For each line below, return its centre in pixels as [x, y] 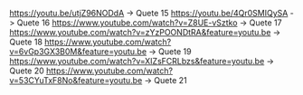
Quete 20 [27, 71]
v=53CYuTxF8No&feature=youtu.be [76, 80]
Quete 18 [26, 42]
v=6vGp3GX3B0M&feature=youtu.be [78, 52]
